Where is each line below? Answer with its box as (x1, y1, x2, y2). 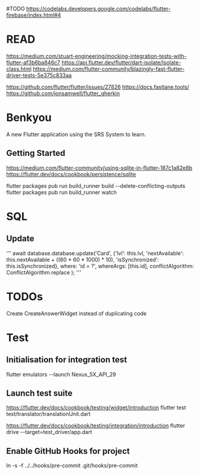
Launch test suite (6, 388, 73, 399)
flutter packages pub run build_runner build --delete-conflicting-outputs (6, 182, 186, 189)
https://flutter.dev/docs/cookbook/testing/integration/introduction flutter (6, 422, 186, 429)
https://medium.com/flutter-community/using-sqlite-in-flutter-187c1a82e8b (6, 164, 193, 171)
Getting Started (6, 148, 66, 158)
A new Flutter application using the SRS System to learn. (6, 131, 146, 138)
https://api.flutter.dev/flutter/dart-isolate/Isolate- (61, 58, 181, 66)
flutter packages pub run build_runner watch (6, 188, 117, 196)
